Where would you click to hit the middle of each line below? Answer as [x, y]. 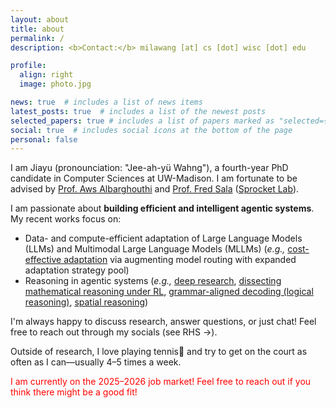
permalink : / [37, 38]
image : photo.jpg [55, 84]
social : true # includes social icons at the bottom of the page [151, 130]
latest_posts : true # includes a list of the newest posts [138, 111]
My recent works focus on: [66, 219]
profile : [28, 66]
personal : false [44, 139]
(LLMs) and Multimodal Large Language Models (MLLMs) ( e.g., [155, 249]
